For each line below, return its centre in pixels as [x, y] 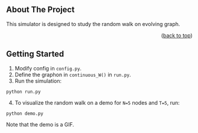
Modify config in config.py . [48, 68]
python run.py [24, 92]
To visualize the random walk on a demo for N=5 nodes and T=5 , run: [97, 102]
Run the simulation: [38, 81]
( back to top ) [177, 35]
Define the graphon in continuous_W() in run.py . [73, 74]
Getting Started [35, 54]
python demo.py [25, 113]
